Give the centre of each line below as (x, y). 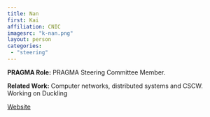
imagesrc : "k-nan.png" (40, 33)
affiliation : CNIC (34, 26)
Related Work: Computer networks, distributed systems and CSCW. (105, 86)
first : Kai (23, 20)
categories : (24, 46)
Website (19, 107)
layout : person (29, 40)
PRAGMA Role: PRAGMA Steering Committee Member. (86, 72)
